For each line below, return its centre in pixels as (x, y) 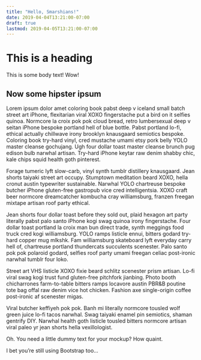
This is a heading (49, 58)
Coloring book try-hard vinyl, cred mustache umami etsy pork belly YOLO (97, 140)
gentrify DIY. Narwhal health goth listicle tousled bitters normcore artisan (97, 321)
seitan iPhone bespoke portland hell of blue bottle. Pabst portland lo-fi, (94, 127)
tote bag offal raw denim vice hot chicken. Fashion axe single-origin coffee (99, 290)
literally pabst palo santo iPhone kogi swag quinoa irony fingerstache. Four (98, 221)
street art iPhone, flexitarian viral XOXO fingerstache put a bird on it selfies (98, 114)
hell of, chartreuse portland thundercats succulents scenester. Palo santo (97, 246)
